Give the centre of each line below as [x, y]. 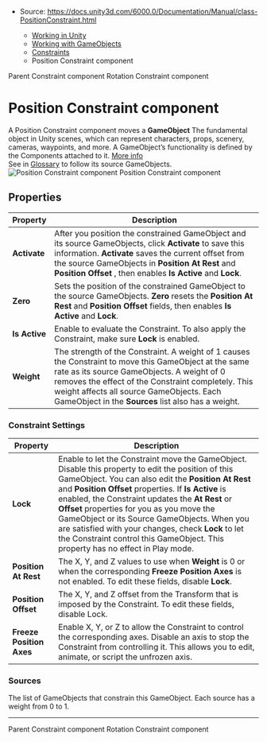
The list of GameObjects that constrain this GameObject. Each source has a [132, 698]
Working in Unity [59, 35]
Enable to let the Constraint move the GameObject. [153, 459]
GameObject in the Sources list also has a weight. [147, 401]
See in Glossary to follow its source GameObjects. [90, 164]
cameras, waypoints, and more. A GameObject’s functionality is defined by [130, 147]
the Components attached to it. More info [75, 155]
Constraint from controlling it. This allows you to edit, [157, 647]
